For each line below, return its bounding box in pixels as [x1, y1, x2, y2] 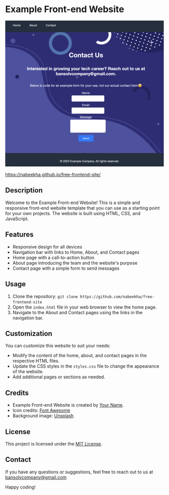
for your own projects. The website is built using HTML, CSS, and [5, 210, 141, 216]
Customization [5, 329, 53, 338]
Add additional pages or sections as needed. [12, 374, 106, 380]
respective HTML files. [12, 358, 60, 364]
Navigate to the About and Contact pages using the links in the [12, 309, 143, 315]
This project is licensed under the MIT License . [5, 440, 103, 447]
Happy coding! [5, 484, 36, 490]
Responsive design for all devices [12, 243, 82, 250]
